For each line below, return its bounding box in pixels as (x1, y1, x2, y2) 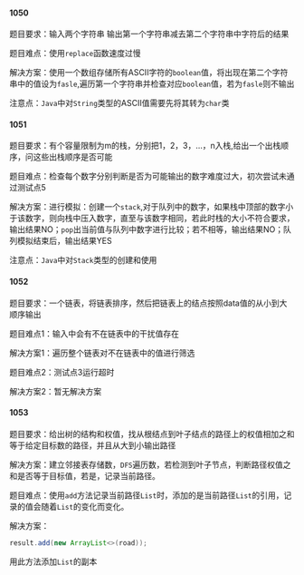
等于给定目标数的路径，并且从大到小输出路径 (9, 440, 176, 451)
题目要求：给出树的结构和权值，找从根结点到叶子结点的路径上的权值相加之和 (9, 428, 295, 439)
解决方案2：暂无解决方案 (9, 385, 102, 396)
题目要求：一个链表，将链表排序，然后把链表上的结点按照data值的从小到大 (9, 297, 288, 308)
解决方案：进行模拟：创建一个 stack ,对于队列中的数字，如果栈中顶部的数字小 (9, 201, 294, 212)
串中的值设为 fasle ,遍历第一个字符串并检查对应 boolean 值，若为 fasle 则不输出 (9, 78, 295, 90)
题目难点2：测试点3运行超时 (9, 366, 115, 377)
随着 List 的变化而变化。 (40, 501, 129, 512)
